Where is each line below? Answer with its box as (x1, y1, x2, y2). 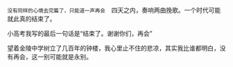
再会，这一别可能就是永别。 (12, 52, 92, 61)
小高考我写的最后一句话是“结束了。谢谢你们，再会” (7, 30, 153, 37)
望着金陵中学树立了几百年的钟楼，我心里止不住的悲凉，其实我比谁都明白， (7, 44, 220, 52)
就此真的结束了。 (7, 15, 56, 23)
